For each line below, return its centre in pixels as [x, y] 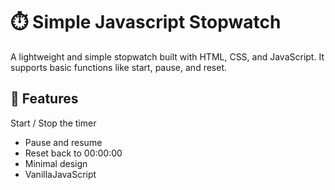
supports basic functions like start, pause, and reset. [119, 67]
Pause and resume [63, 142]
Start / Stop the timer [53, 123]
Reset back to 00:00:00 [73, 153]
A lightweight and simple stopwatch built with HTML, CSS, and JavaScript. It [167, 56]
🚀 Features [44, 99]
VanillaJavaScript [60, 174]
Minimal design [56, 163]
